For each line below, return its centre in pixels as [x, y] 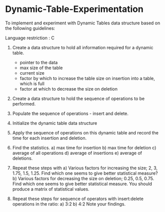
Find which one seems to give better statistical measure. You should [82, 184]
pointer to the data [39, 62]
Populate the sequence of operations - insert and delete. [70, 113]
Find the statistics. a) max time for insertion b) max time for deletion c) [84, 147]
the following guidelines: [30, 28]
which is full [32, 84]
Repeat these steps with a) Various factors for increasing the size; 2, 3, [85, 168]
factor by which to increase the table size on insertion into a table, [87, 78]
